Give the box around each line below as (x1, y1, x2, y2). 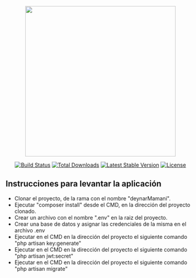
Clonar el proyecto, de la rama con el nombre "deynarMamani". (14, 194, 171, 202)
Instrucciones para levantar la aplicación (5, 179, 162, 189)
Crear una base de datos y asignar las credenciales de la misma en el (14, 220, 187, 227)
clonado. (14, 208, 37, 215)
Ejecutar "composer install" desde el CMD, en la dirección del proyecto (14, 201, 191, 208)
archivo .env (14, 226, 46, 234)
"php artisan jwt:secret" (14, 252, 73, 259)
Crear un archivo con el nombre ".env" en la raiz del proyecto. (14, 214, 168, 221)
